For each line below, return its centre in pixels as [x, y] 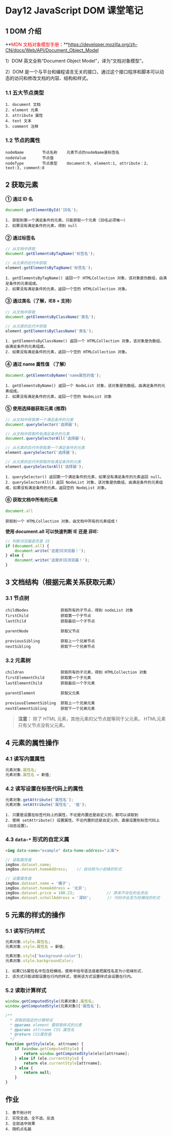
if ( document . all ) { [27, 546]
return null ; [38, 1073]
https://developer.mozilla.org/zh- [103, 44]
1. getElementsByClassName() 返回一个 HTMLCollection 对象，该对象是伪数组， [85, 341]
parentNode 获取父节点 [43, 631]
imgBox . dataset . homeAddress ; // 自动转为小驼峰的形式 [64, 869]
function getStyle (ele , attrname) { [44, 1044]
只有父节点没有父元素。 [43, 725]
